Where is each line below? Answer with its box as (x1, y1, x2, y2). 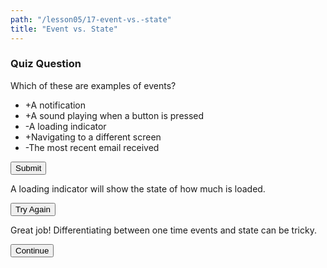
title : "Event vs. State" (10, 24, 118, 34)
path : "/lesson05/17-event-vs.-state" (10, 14, 172, 25)
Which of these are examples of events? (10, 79, 177, 91)
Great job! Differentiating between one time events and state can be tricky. (10, 224, 317, 236)
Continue (15, 245, 50, 256)
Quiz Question (10, 57, 82, 71)
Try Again (15, 204, 51, 215)
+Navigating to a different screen (24, 131, 162, 143)
